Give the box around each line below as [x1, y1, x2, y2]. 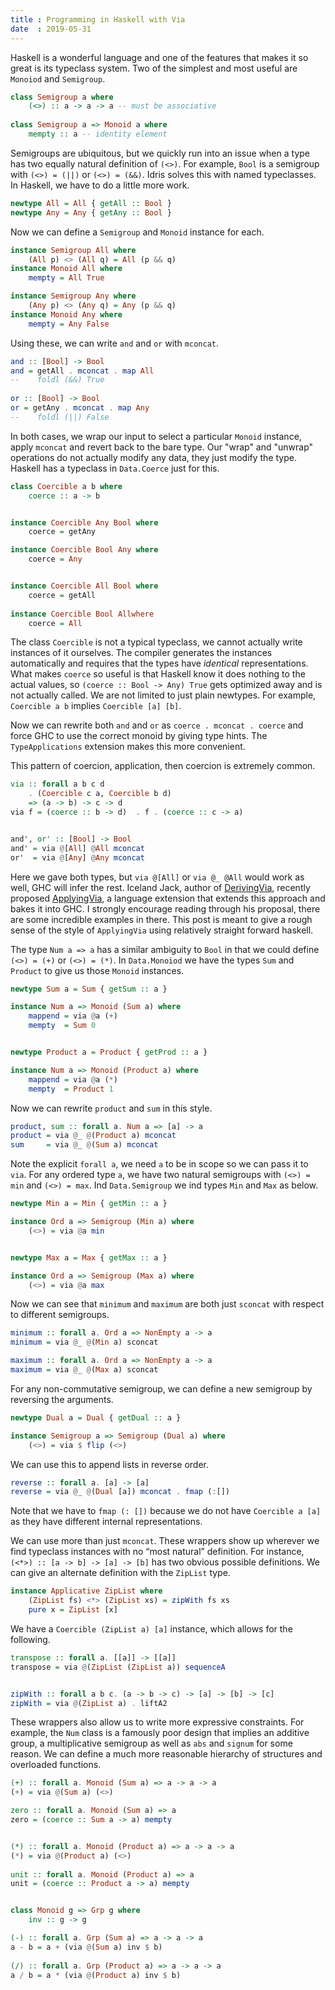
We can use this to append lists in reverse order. [10, 1458, 210, 1470]
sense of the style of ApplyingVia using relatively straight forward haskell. [10, 924, 314, 936]
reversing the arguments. [10, 1393, 114, 1405]
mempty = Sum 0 [28, 1021, 97, 1031]
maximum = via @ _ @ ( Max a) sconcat [10, 1365, 159, 1375]
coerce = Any [28, 554, 83, 565]
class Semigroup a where [10, 92, 114, 102]
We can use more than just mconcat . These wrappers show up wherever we [10, 1535, 320, 1547]
